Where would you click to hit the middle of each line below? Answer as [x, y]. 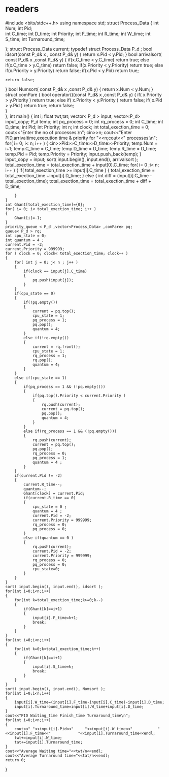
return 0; [16, 760]
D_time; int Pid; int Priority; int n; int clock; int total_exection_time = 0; [77, 127]
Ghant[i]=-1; [28, 218]
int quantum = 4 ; [25, 240]
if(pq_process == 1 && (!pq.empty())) [64, 386]
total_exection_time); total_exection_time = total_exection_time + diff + [78, 181]
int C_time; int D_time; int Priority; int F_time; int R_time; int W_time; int [78, 34]
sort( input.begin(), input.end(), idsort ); [54, 587]
